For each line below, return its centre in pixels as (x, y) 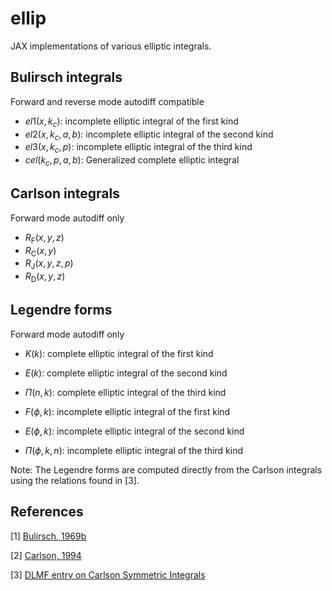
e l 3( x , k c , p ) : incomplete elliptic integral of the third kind (138, 148)
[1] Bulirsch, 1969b (48, 536)
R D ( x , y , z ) (45, 277)
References (47, 512)
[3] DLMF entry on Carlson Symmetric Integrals (108, 574)
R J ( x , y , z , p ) (49, 264)
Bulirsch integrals (66, 77)
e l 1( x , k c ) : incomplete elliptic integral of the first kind (131, 122)
